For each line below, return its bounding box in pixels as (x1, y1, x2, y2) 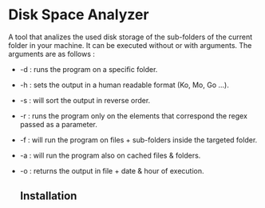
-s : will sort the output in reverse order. (19, 95, 151, 105)
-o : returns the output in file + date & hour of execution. (19, 166, 205, 175)
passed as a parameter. (19, 119, 97, 129)
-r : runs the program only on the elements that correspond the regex (19, 110, 247, 121)
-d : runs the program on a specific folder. (19, 64, 158, 74)
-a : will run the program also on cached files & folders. (19, 150, 201, 160)
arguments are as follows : (8, 49, 96, 58)
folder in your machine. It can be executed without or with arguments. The (8, 40, 252, 50)
